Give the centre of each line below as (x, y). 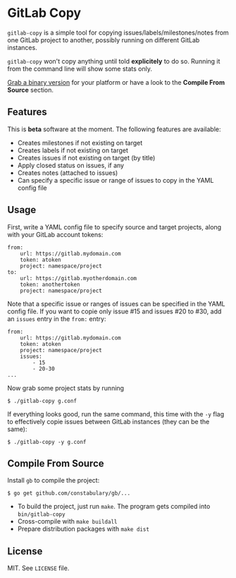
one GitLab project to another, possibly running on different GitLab (104, 40)
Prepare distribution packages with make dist (83, 529)
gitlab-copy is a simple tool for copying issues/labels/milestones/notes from (118, 32)
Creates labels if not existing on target (73, 150)
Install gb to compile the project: (54, 481)
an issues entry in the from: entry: (57, 318)
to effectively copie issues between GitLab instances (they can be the (108, 421)
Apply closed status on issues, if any (71, 165)
